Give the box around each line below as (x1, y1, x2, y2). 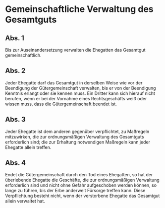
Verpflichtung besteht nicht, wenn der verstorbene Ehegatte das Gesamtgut (5, 193, 160, 199)
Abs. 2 (5, 67, 26, 75)
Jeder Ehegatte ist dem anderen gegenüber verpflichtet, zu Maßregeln (5, 128, 150, 135)
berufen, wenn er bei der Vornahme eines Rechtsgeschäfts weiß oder (5, 95, 147, 101)
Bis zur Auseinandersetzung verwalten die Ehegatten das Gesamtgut (5, 47, 146, 53)
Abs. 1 (5, 34, 25, 42)
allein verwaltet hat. (5, 198, 46, 204)
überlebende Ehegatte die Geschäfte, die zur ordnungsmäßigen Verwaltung (5, 177, 160, 183)
